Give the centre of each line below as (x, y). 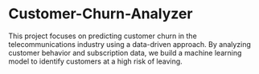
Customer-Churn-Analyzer (101, 14)
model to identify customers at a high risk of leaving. (95, 61)
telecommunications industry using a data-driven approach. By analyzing (130, 44)
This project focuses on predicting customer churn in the (103, 36)
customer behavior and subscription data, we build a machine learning (125, 53)
